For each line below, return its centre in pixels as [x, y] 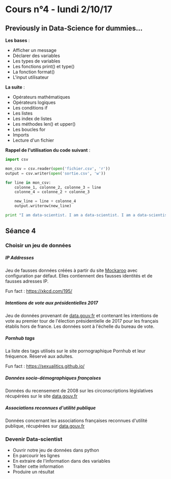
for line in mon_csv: [28, 182]
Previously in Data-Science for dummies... [74, 28]
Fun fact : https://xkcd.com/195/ [39, 291]
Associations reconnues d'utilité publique [51, 408]
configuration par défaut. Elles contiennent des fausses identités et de [79, 276]
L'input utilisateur [31, 77]
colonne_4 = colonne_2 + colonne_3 [52, 192]
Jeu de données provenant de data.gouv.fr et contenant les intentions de [82, 316]
